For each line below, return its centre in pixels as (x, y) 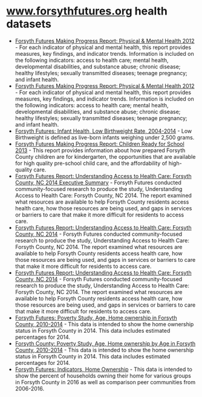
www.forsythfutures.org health (87, 11)
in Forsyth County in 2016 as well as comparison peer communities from (105, 382)
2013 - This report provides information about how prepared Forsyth (100, 150)
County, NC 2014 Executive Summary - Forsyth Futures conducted (98, 182)
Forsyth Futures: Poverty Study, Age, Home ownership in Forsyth (96, 318)
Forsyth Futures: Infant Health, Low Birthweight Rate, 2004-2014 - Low (103, 131)
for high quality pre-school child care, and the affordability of (91, 163)
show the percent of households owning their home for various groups (103, 375)
